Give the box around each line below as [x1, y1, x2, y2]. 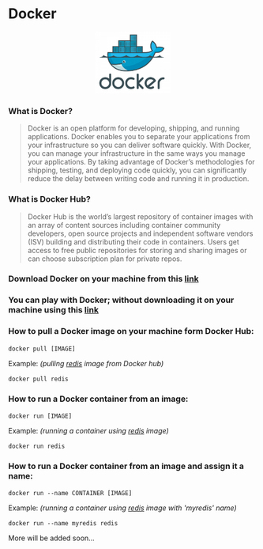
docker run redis [8, 442, 66, 450]
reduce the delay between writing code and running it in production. [27, 174, 250, 184]
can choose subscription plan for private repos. [27, 254, 182, 263]
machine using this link [8, 305, 99, 316]
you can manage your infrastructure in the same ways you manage [27, 149, 246, 158]
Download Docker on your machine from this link [8, 274, 199, 285]
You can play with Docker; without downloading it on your [8, 294, 235, 305]
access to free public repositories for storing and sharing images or [27, 245, 247, 255]
